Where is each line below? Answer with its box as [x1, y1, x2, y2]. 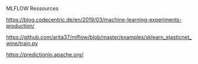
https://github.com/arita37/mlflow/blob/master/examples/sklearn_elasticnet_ [6, 34, 192, 40]
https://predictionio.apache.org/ [6, 51, 84, 58]
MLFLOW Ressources [6, 5, 59, 12]
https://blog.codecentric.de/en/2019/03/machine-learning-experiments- [6, 16, 182, 23]
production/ [6, 23, 35, 29]
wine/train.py [6, 40, 38, 47]
